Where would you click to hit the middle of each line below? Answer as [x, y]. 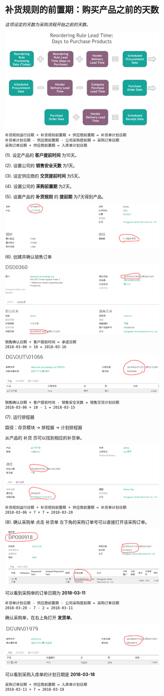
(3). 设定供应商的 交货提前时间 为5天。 [44, 176]
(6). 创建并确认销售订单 [29, 256]
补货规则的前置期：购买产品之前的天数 [82, 10]
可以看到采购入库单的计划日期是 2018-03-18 [50, 675]
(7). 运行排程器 [20, 417]
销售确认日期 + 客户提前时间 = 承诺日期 [41, 342]
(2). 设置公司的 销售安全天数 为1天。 [41, 166]
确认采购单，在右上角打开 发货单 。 [40, 618]
